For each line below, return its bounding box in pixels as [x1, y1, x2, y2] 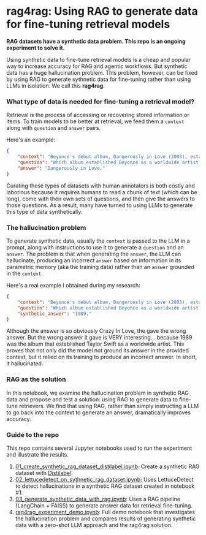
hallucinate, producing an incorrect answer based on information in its [6, 256, 181, 264]
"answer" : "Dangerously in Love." [17, 165, 105, 171]
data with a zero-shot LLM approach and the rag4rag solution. [15, 521, 173, 528]
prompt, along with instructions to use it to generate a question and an [6, 243, 184, 251]
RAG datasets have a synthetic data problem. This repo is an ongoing [6, 37, 186, 45]
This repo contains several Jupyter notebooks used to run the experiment [6, 444, 193, 452]
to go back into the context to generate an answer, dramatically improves [6, 409, 191, 416]
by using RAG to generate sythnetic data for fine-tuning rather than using [6, 75, 191, 83]
